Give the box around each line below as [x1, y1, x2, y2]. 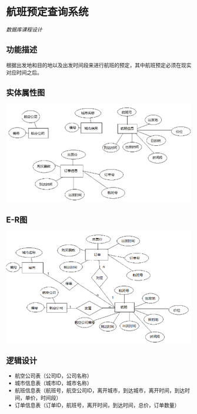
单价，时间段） [25, 395, 62, 402]
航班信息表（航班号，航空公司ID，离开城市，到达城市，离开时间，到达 [14, 387, 185, 394]
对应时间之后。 [6, 69, 42, 76]
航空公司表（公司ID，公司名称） [14, 372, 92, 379]
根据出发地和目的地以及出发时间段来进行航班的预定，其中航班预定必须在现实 [6, 61, 192, 68]
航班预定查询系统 [6, 5, 89, 19]
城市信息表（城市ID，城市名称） [14, 380, 92, 387]
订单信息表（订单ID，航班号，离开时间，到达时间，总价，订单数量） [14, 402, 180, 409]
